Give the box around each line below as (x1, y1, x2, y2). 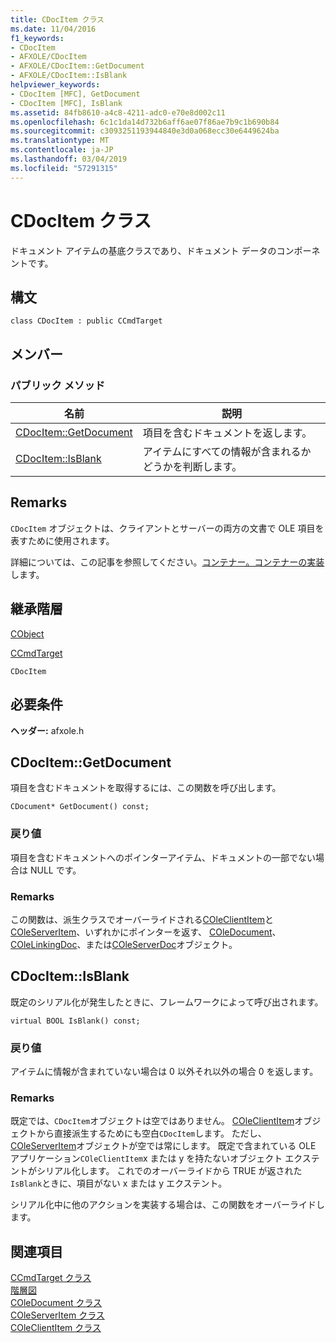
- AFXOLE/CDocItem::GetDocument (10, 61, 145, 71)
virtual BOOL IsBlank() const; (10, 1016, 141, 1026)
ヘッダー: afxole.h (10, 724, 85, 736)
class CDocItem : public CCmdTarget (10, 316, 163, 326)
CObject (10, 627, 45, 640)
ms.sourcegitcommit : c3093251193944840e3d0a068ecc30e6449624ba (10, 126, 280, 136)
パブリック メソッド (10, 378, 106, 392)
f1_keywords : (10, 33, 65, 43)
